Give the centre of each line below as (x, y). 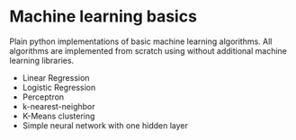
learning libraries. (42, 60)
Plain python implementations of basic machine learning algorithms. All (141, 41)
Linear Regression (56, 77)
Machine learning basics (103, 17)
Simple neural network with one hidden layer (105, 125)
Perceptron (43, 97)
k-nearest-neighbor (58, 106)
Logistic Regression (59, 87)
